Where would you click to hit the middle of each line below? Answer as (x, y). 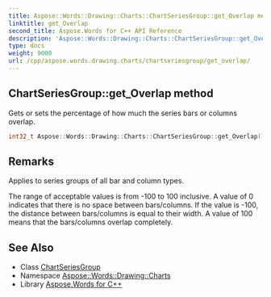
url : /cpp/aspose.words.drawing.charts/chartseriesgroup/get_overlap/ (129, 61)
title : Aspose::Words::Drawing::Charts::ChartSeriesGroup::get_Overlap (131, 16)
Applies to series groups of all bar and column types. (96, 181)
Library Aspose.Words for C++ (71, 284)
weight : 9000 (30, 53)
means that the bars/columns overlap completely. (91, 222)
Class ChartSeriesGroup (60, 267)
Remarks (31, 161)
